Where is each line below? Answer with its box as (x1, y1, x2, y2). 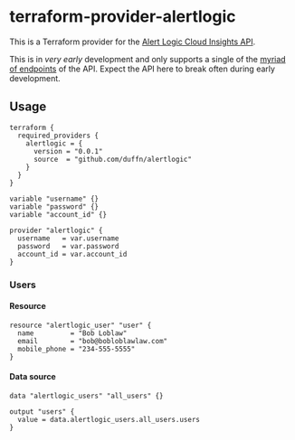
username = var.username (17, 233, 119, 243)
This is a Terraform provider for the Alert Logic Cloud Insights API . (9, 36, 256, 47)
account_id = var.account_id (17, 249, 128, 258)
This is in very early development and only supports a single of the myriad (9, 53, 287, 64)
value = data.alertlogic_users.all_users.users (17, 416, 201, 425)
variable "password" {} (9, 201, 100, 211)
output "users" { (9, 407, 75, 417)
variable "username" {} (9, 194, 100, 203)
